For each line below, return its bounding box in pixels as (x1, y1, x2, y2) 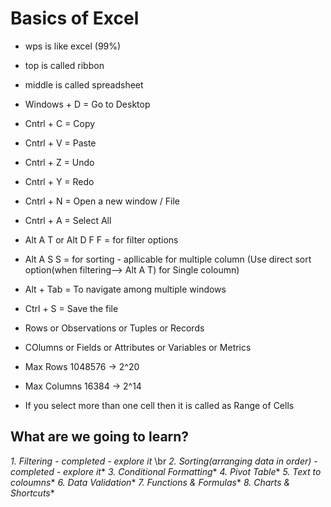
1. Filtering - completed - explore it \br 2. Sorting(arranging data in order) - (10, 455, 318, 467)
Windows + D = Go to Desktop (24, 98, 151, 110)
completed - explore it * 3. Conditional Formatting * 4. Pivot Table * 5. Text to (10, 465, 322, 477)
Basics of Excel (10, 7, 140, 30)
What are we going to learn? (10, 428, 190, 446)
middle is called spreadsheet (24, 78, 144, 91)
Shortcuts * (10, 487, 55, 499)
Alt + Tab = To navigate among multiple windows (24, 283, 227, 295)
